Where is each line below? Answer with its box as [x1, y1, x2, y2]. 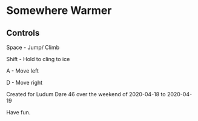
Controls [6, 28, 40, 38]
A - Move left [6, 67, 39, 74]
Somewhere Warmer [6, 4, 112, 18]
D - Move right [6, 79, 43, 86]
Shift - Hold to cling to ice [6, 56, 70, 62]
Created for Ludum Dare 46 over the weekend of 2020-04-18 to [6, 91, 166, 97]
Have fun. [6, 109, 31, 116]
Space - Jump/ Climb [6, 44, 59, 51]
